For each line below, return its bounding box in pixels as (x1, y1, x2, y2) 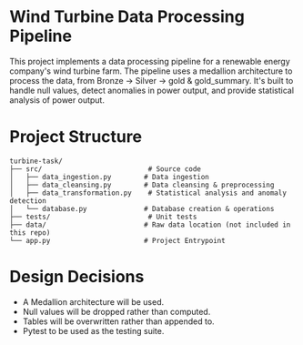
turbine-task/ (9, 157, 64, 166)
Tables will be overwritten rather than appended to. (22, 316, 216, 327)
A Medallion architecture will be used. (22, 296, 165, 307)
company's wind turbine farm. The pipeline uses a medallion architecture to (9, 66, 293, 76)
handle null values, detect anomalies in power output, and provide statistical (9, 85, 294, 96)
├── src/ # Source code (9, 164, 202, 174)
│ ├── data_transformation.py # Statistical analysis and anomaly (9, 188, 287, 198)
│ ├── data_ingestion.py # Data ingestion (9, 172, 209, 181)
